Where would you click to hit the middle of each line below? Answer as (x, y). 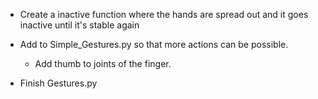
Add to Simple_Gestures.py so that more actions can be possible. (154, 44)
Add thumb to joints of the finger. (103, 63)
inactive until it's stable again (79, 25)
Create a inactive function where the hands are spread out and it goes (164, 14)
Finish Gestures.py (58, 83)
